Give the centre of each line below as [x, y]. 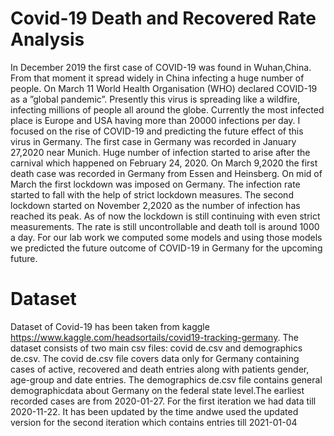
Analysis [47, 39]
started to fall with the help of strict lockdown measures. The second [152, 194]
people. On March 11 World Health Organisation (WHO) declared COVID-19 [164, 88]
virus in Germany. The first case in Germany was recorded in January [153, 141]
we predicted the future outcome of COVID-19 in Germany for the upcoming [166, 248]
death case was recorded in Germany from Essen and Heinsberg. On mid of [166, 173]
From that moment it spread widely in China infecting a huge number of [157, 78]
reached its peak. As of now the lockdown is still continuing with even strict [165, 216]
